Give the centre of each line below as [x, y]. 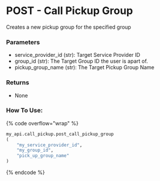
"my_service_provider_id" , [50, 145]
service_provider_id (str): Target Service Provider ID [77, 55]
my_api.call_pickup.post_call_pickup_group [60, 134]
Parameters [23, 42]
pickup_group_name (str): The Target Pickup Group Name [84, 67]
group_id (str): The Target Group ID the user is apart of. [81, 61]
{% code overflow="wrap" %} [42, 123]
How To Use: [24, 111]
